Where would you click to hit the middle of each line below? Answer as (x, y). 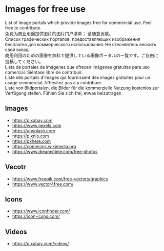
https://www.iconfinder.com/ (41, 211)
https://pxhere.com (31, 141)
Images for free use (45, 9)
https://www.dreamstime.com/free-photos (55, 151)
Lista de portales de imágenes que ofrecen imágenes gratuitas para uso (77, 67)
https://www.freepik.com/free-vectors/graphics (60, 179)
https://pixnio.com (31, 136)
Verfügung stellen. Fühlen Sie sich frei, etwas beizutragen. (64, 93)
